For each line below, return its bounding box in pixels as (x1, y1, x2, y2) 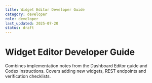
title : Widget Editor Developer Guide (5, 7, 85, 12)
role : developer (5, 16, 38, 21)
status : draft (5, 26, 35, 30)
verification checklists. (5, 73, 51, 79)
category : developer (5, 12, 48, 17)
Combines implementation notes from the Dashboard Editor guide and (5, 63, 148, 69)
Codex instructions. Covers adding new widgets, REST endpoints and (5, 68, 147, 74)
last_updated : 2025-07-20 (5, 21, 58, 26)
